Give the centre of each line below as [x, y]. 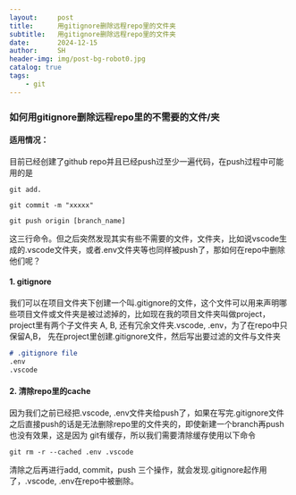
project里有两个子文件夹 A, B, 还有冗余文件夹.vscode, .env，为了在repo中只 [148, 325]
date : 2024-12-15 [54, 42]
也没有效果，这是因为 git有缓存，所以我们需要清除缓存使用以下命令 [133, 435]
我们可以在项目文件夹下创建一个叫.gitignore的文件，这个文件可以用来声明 [144, 302]
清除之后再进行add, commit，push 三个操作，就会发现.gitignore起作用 [138, 469]
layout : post [42, 17]
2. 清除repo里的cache [50, 391]
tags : [19, 76]
